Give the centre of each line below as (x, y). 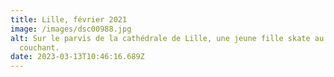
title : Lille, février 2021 (69, 19)
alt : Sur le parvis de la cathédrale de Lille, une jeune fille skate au (167, 38)
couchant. (39, 47)
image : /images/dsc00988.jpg (71, 29)
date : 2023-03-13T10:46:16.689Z (77, 57)
